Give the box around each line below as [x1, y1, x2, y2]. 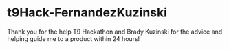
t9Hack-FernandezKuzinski [7, 5, 167, 21]
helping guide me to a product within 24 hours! [7, 34, 140, 42]
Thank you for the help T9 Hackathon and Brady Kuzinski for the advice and [7, 27, 223, 36]
